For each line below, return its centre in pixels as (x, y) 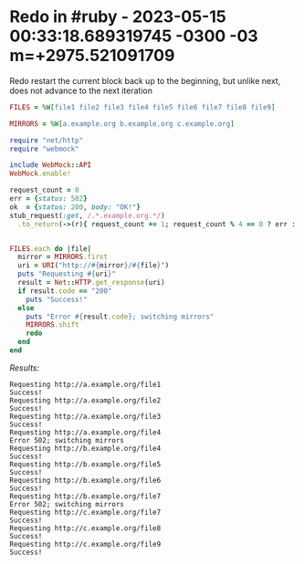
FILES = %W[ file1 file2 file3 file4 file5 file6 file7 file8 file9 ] (142, 107)
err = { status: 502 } (49, 199)
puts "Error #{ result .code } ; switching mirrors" (120, 317)
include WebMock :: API (51, 165)
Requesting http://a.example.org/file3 (85, 416)
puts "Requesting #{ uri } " (67, 274)
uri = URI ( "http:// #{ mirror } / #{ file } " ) (94, 266)
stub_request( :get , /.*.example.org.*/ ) (88, 215)
